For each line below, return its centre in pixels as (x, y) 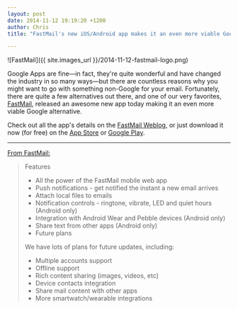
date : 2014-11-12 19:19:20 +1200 (57, 21)
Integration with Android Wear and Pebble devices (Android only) (130, 218)
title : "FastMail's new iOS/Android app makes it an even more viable (114, 34)
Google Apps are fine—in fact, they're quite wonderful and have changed (114, 74)
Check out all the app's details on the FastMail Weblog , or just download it (115, 125)
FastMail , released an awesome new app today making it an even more (111, 104)
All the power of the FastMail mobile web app (101, 181)
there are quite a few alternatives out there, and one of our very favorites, (114, 96)
